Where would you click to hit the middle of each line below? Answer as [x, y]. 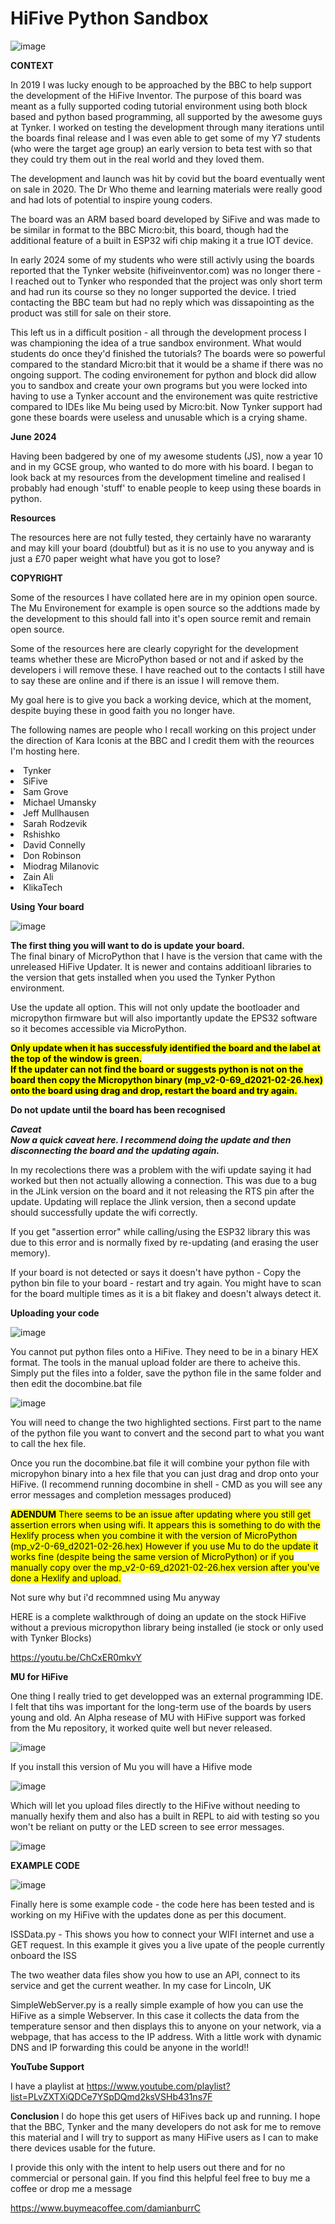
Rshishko [42, 834]
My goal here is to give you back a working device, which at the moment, [161, 699]
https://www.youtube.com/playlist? [158, 2086]
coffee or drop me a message [71, 2188]
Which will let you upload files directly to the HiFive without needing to [155, 1805]
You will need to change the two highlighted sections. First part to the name [166, 1422]
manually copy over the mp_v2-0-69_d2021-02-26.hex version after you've [165, 1567]
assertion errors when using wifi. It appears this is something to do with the [166, 1524]
